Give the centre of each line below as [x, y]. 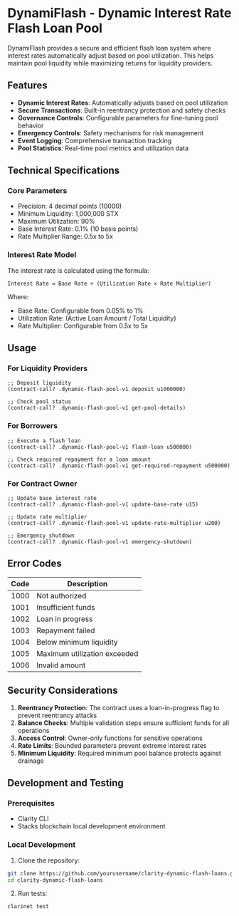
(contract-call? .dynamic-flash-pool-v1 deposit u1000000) [97, 390]
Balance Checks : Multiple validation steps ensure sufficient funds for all [123, 723]
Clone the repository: [49, 860]
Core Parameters [37, 191]
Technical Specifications [64, 171]
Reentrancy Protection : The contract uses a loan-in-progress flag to [118, 707]
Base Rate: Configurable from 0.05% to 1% [80, 311]
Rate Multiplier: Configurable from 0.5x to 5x [83, 326]
